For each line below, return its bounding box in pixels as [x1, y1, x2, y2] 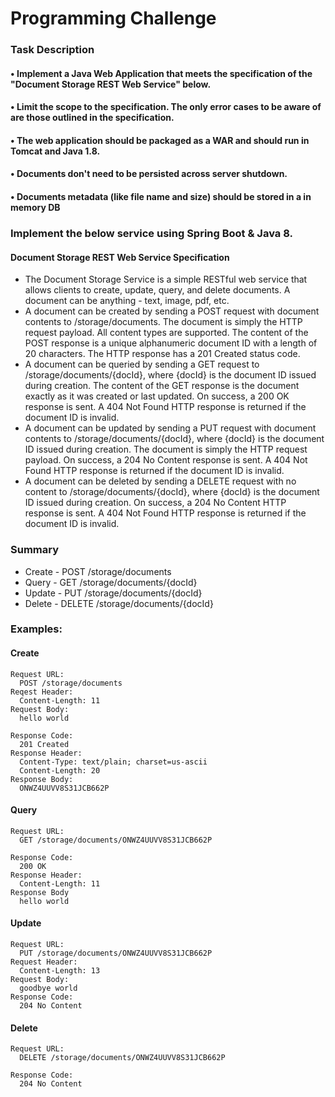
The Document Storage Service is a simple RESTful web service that [24, 273, 308, 286]
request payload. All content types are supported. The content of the [24, 327, 309, 339]
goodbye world [19, 983, 78, 994]
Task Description [10, 43, 95, 57]
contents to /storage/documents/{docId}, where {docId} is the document [24, 433, 325, 445]
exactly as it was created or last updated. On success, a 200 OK [24, 390, 290, 402]
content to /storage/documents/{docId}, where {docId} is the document [24, 486, 320, 498]
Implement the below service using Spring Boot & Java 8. [10, 227, 293, 240]
